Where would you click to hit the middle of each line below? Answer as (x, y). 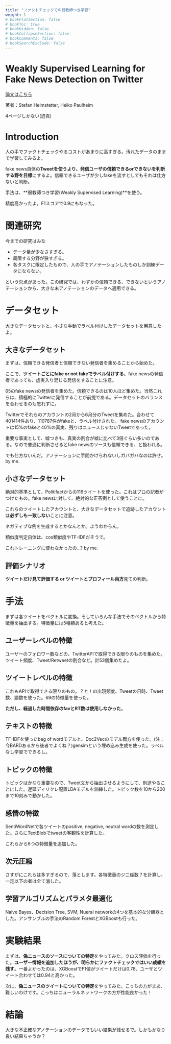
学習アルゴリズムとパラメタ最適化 (59, 899)
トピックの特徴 (29, 770)
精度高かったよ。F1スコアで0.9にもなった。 (51, 203)
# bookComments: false (29, 39)
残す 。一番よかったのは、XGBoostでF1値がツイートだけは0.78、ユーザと (82, 968)
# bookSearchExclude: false (35, 43)
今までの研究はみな (26, 241)
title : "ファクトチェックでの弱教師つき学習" (48, 10)
